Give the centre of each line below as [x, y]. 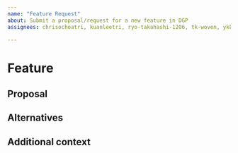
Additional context [49, 142]
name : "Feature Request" [44, 14]
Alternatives [35, 118]
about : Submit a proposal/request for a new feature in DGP [98, 20]
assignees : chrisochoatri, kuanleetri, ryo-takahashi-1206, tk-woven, [114, 27]
